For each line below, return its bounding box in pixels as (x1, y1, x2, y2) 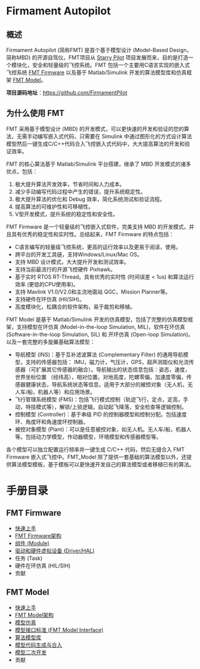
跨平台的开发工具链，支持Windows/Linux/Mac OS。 (14, 251, 143, 258)
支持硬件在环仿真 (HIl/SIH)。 (14, 295, 85, 303)
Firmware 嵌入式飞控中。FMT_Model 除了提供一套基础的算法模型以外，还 (6, 453, 187, 460)
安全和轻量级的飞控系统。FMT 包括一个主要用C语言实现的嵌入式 (32, 62, 190, 68)
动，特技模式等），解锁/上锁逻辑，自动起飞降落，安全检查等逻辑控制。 (14, 403, 187, 410)
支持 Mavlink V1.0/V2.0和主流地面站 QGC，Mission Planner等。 (14, 288, 171, 295)
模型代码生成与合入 (14, 641, 63, 648)
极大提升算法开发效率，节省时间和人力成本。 (14, 181, 125, 188)
